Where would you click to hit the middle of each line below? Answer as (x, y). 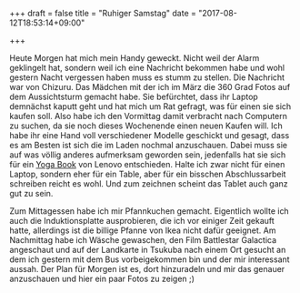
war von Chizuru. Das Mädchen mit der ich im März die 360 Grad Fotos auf (150, 87)
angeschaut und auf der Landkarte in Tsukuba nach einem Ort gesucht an (148, 250)
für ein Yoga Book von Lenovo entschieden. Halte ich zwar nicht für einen (147, 164)
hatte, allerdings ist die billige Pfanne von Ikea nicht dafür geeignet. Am (143, 230)
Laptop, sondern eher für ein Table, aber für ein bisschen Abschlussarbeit (148, 174)
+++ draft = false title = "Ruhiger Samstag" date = (103, 13)
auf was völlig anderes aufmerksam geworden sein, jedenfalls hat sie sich (148, 155)
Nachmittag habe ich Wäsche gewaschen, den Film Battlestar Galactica (143, 240)
